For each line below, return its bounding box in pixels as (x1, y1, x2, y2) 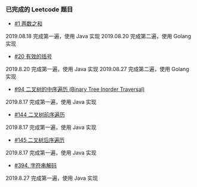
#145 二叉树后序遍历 (14, 136, 65, 144)
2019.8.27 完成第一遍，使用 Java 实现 (5, 174, 98, 182)
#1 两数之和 (14, 20, 43, 27)
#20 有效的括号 (14, 53, 52, 60)
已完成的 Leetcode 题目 (5, 5, 73, 13)
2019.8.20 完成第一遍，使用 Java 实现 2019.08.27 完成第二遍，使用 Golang (5, 66, 189, 73)
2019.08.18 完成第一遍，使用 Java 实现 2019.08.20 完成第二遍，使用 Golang (5, 33, 192, 40)
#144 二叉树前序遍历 (14, 111, 65, 118)
